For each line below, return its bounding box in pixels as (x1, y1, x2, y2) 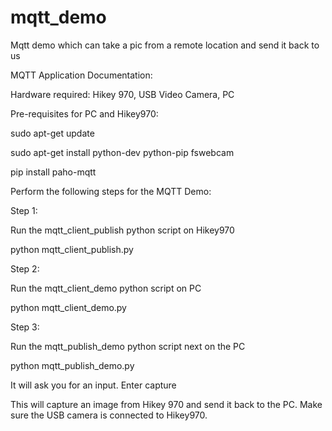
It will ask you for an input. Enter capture (10, 379, 177, 391)
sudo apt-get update (10, 127, 95, 139)
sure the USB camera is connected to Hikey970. (10, 409, 208, 421)
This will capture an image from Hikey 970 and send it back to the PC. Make (10, 398, 323, 410)
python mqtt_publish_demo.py (10, 359, 135, 371)
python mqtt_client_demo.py (10, 301, 127, 313)
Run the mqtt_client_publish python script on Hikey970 (10, 224, 235, 236)
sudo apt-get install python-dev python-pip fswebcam (10, 146, 235, 158)
